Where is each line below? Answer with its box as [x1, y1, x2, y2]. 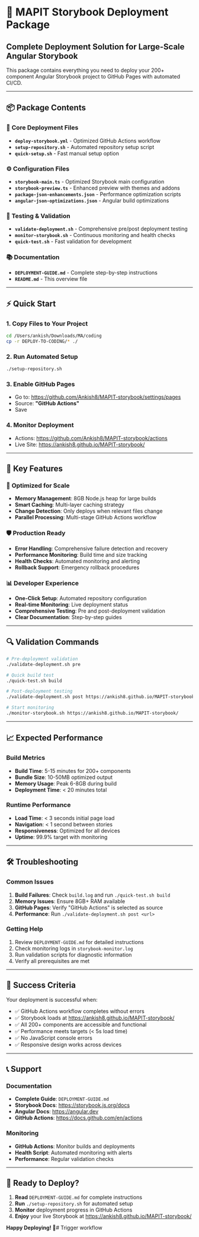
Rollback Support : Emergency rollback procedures [14, 564, 140, 571]
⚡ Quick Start [6, 298, 56, 308]
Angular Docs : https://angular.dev [14, 1108, 99, 1115]
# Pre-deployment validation [6, 656, 78, 662]
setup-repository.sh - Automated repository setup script [14, 143, 155, 150]
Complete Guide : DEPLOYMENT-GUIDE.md [14, 1096, 110, 1103]
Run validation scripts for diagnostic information [14, 951, 132, 958]
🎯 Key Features [6, 463, 63, 474]
